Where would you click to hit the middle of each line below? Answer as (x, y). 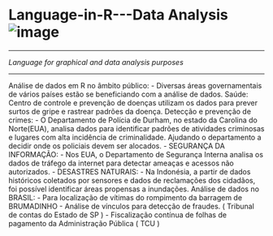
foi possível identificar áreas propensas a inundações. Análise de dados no (134, 189)
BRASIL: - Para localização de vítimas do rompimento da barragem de (125, 197)
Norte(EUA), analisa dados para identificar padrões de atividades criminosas (136, 128)
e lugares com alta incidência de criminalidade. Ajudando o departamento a (135, 137)
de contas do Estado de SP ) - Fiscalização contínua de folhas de (118, 215)
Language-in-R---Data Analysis (119, 15)
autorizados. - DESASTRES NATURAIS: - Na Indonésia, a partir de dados (130, 171)
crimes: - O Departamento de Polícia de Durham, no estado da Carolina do (133, 120)
